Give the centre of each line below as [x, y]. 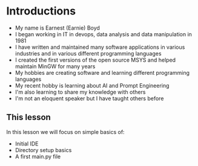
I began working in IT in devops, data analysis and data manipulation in [104, 34]
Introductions [41, 11]
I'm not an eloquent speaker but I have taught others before [89, 98]
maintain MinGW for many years [55, 66]
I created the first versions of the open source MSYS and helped [95, 60]
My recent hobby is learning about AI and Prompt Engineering [92, 85]
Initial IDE [27, 144]
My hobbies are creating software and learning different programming [102, 72]
